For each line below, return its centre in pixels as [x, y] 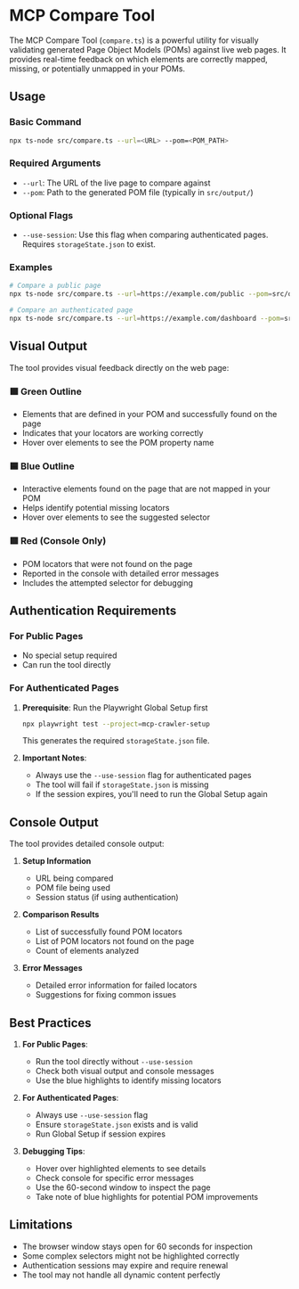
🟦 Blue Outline [42, 466]
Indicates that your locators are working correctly [113, 433]
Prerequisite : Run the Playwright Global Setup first [115, 707]
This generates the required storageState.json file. [116, 741]
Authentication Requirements [93, 610]
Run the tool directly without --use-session [114, 1062]
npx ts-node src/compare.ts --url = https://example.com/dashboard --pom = [147, 319]
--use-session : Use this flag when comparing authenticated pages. [145, 235]
